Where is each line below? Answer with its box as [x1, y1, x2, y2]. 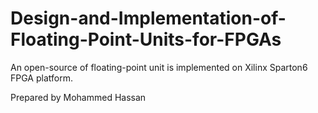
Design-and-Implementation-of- [10, 7, 287, 30]
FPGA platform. [10, 72, 73, 84]
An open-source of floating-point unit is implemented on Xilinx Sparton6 [10, 61, 308, 73]
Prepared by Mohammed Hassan [10, 91, 147, 103]
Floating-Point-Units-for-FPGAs [10, 28, 282, 51]
